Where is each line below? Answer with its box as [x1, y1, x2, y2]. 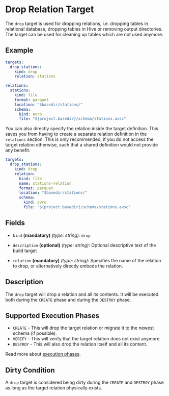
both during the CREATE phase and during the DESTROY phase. [5, 296, 131, 303]
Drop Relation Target [5, 4, 94, 15]
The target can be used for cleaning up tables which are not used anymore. [5, 31, 164, 37]
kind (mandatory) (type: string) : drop [12, 232, 91, 238]
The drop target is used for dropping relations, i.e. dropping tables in [5, 20, 149, 27]
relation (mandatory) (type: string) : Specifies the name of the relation [12, 257, 161, 263]
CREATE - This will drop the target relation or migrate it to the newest [12, 325, 154, 331]
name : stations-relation [18, 181, 72, 186]
